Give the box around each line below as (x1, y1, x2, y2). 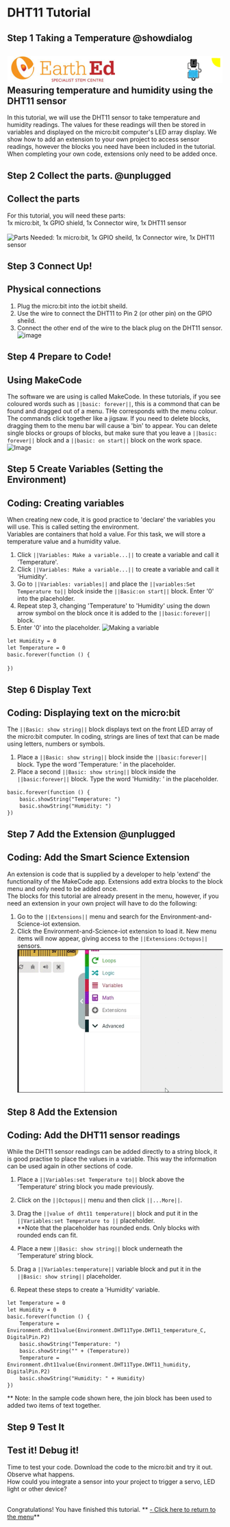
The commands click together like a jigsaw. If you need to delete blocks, (7, 414, 211, 423)
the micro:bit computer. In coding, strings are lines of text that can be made (7, 733, 220, 741)
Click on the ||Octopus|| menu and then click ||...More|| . (16, 1196, 183, 1205)
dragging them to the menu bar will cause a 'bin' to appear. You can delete (7, 422, 218, 429)
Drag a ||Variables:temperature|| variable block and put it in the (16, 1265, 202, 1273)
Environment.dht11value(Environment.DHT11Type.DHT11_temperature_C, (7, 1327, 207, 1334)
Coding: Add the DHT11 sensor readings (7, 1130, 181, 1141)
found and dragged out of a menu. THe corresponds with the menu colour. (7, 407, 218, 415)
